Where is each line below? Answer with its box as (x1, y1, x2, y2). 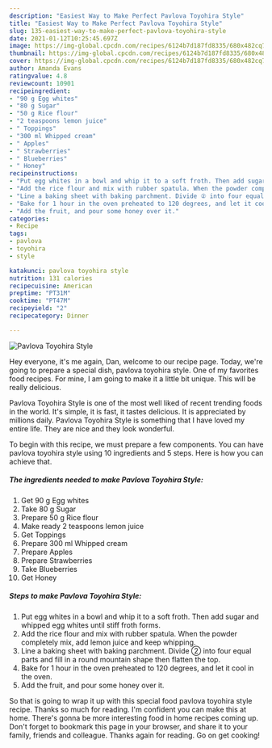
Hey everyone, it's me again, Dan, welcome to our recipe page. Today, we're (9, 356, 263, 366)
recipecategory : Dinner (9, 312, 90, 320)
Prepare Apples (20, 547, 73, 557)
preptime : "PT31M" (9, 289, 71, 297)
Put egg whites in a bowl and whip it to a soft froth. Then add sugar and (20, 611, 259, 621)
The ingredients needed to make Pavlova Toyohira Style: (9, 475, 204, 485)
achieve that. (9, 456, 52, 466)
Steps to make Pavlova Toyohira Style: (9, 591, 142, 601)
